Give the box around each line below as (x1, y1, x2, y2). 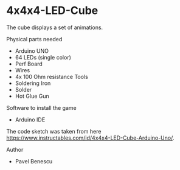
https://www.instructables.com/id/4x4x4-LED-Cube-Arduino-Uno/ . (6, 134, 175, 141)
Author (6, 146, 24, 153)
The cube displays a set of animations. (6, 24, 103, 31)
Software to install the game (6, 104, 77, 111)
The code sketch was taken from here (6, 127, 102, 135)
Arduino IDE (15, 116, 46, 123)
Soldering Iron (15, 80, 51, 87)
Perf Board (15, 60, 43, 67)
